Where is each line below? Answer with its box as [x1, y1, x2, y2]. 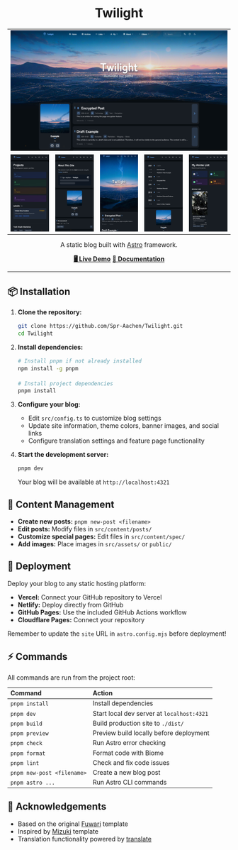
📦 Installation [7, 285, 71, 297]
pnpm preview [10, 730, 49, 737]
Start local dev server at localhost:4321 [92, 709, 209, 717]
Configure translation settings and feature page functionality [28, 436, 205, 445]
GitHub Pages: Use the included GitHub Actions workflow [17, 608, 187, 617]
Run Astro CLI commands [92, 778, 167, 787]
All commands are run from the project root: [7, 673, 136, 682]
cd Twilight [17, 330, 53, 338]
